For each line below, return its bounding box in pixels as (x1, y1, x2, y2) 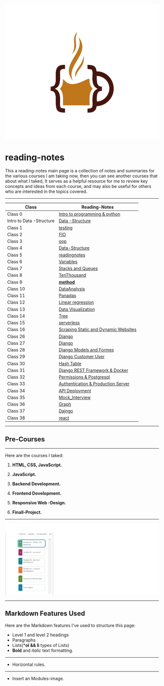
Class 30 (7, 360, 25, 366)
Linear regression (58, 299, 94, 305)
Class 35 (7, 395, 25, 400)
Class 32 (7, 374, 25, 380)
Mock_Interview (58, 395, 91, 400)
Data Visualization (58, 306, 95, 312)
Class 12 (7, 299, 25, 305)
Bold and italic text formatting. (12, 647, 73, 653)
